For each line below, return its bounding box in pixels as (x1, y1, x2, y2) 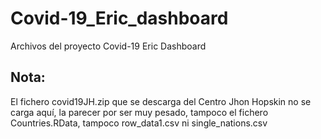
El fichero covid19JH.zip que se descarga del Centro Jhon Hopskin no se (10, 95, 312, 107)
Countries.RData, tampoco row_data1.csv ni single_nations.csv (10, 117, 268, 129)
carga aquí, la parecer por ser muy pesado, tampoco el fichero (10, 106, 269, 118)
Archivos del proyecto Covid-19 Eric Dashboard (10, 40, 207, 52)
